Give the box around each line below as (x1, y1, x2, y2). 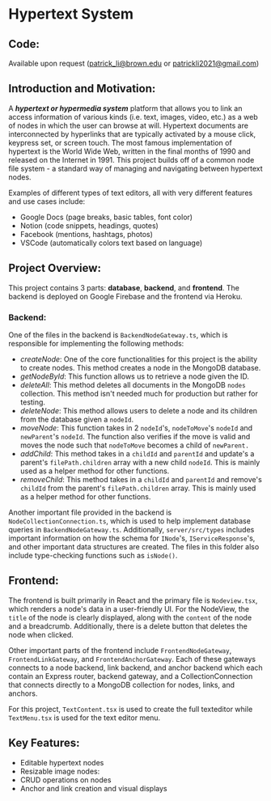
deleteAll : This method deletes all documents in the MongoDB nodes (19, 379, 246, 389)
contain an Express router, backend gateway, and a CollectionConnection (8, 671, 253, 680)
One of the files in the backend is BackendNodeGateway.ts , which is (8, 329, 228, 340)
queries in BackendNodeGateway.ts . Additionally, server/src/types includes (8, 524, 255, 534)
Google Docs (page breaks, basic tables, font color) (19, 212, 193, 222)
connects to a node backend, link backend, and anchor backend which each (8, 663, 263, 672)
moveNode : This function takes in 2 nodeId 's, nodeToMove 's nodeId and (19, 422, 253, 433)
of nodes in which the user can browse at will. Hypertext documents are (8, 121, 249, 130)
